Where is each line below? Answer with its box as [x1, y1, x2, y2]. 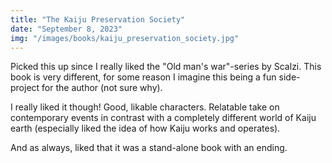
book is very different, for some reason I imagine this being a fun [10, 71, 277, 83]
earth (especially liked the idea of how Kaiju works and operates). [10, 122, 281, 135]
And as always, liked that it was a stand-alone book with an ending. [10, 142, 288, 154]
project [10, 82, 40, 94]
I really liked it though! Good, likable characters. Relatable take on [10, 101, 280, 113]
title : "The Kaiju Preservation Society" [10, 14, 186, 25]
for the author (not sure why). [41, 82, 163, 94]
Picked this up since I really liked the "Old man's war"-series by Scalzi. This [10, 61, 322, 73]
